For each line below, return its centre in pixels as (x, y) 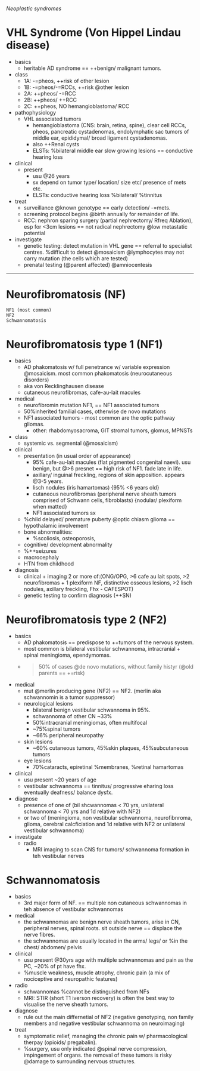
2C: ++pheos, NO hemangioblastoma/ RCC (76, 106)
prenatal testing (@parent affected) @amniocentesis (88, 264)
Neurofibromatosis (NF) (66, 294)
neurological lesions (48, 704)
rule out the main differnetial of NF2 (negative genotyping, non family (109, 1017)
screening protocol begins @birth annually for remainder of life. (101, 214)
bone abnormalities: (48, 532)
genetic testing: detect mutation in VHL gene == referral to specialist (108, 245)
